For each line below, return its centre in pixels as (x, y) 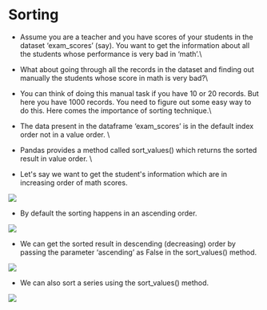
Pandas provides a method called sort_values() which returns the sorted (138, 150)
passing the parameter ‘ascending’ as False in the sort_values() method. (138, 252)
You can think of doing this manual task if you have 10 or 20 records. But (139, 93)
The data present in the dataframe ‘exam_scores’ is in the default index (137, 126)
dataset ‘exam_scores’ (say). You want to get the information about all (135, 45)
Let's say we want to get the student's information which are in (124, 174)
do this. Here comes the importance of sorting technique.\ (116, 111)
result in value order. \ (56, 159)
